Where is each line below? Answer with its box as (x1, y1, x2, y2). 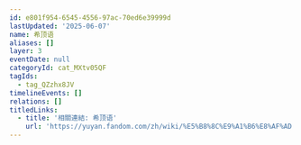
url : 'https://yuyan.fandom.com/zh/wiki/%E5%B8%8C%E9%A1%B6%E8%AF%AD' (25, 122, 296, 131)
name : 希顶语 (9, 30, 54, 39)
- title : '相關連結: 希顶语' (17, 113, 117, 122)
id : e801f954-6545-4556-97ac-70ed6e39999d (9, 13, 171, 23)
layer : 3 (9, 47, 42, 56)
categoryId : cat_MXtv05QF (9, 64, 106, 73)
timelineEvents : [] (9, 88, 83, 97)
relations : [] (9, 96, 63, 106)
